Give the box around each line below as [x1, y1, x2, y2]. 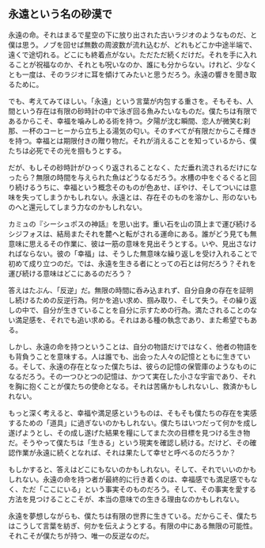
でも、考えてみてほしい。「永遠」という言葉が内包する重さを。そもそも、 [8, 96, 247, 105]
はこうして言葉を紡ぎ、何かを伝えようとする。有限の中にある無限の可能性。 [8, 521, 257, 531]
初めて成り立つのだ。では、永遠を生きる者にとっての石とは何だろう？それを [8, 258, 257, 268]
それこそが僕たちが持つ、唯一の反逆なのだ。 [8, 531, 154, 540]
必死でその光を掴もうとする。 [28, 146, 127, 155]
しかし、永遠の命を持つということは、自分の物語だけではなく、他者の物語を [8, 341, 258, 351]
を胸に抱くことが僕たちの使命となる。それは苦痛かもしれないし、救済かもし [8, 381, 258, 390]
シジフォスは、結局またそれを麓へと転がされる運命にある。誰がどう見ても [8, 229, 251, 238]
